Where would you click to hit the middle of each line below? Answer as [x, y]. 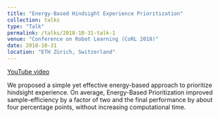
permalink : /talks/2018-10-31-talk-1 [61, 33]
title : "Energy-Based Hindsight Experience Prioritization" [96, 13]
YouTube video [28, 71]
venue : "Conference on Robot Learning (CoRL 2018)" [83, 39]
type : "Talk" [26, 26]
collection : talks [33, 20]
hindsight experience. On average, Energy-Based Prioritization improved [110, 92]
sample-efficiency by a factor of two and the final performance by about [110, 99]
